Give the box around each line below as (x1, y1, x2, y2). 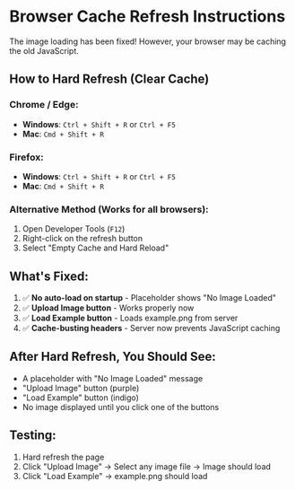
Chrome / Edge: (9, 99, 79, 111)
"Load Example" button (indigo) (22, 392, 139, 403)
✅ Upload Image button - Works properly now (22, 302, 195, 313)
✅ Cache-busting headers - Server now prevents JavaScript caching (22, 323, 281, 334)
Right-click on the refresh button (22, 233, 143, 244)
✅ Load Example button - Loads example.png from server (22, 312, 239, 324)
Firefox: (9, 151, 44, 163)
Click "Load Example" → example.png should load (22, 470, 208, 481)
